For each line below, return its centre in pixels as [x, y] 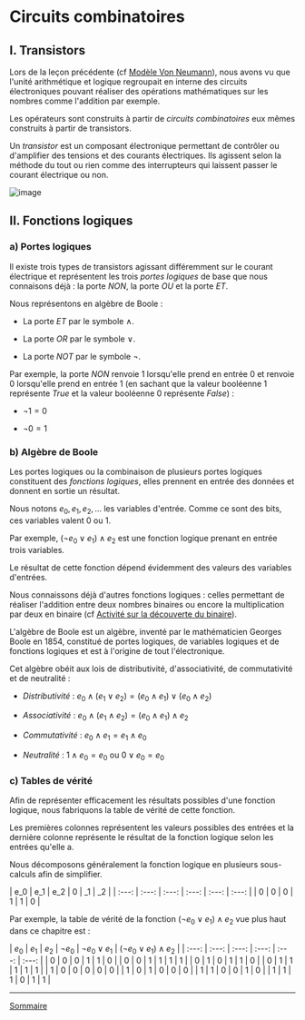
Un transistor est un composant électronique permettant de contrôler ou [144, 146]
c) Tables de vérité [51, 780]
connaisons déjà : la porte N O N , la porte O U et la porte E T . [119, 286]
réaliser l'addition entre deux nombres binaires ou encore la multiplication [147, 604]
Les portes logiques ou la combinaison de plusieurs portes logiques [136, 471]
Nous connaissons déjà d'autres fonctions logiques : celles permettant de [147, 594]
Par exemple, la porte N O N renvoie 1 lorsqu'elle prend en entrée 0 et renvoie [152, 373]
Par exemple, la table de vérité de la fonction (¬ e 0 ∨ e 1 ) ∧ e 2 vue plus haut [148, 920]
